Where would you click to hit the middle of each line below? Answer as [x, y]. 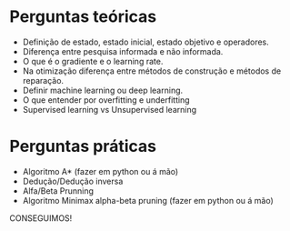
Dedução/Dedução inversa [73, 181]
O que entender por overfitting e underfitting [106, 100]
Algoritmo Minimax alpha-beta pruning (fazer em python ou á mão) [148, 200]
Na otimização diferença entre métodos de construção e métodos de [152, 71]
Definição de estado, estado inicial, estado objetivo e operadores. [146, 42]
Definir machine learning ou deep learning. [103, 90]
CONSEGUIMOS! [41, 218]
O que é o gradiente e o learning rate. [93, 61]
